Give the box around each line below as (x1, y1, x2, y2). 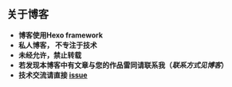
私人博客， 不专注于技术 (18, 40, 98, 49)
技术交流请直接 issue (18, 70, 88, 80)
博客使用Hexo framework (18, 30, 104, 40)
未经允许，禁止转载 (18, 50, 82, 60)
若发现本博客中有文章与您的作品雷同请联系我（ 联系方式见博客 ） (18, 60, 228, 69)
